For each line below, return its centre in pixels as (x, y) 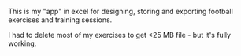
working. (22, 43)
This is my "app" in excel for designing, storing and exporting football (121, 11)
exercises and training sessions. (60, 20)
